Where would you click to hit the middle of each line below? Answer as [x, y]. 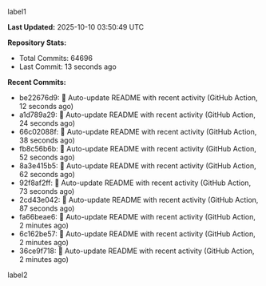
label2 [18, 275]
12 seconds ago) [46, 106]
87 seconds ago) [47, 208]
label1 [17, 12]
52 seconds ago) [47, 157]
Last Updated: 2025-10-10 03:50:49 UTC [76, 27]
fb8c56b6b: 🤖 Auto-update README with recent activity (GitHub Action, [137, 149]
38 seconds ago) [47, 140]
